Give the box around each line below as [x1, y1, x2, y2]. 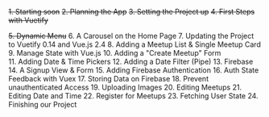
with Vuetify [8, 15, 48, 25]
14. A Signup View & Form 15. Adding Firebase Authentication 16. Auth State [8, 65, 259, 75]
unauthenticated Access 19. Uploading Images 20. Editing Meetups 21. [8, 82, 242, 92]
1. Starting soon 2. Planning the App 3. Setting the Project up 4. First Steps [8, 7, 255, 16]
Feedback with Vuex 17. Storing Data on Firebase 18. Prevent [8, 74, 209, 83]
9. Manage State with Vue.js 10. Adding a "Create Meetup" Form [8, 48, 221, 57]
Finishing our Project [8, 100, 77, 109]
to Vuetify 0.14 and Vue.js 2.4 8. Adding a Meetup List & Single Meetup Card [8, 40, 262, 49]
